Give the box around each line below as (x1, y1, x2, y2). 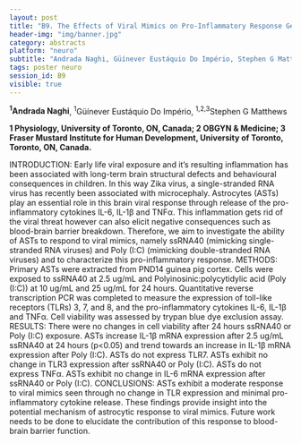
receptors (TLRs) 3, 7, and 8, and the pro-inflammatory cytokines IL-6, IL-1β (9, 302, 287, 313)
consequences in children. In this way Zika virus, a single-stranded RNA (9, 178, 275, 189)
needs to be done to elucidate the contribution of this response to (9, 416, 252, 427)
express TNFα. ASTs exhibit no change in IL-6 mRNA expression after (9, 369, 266, 379)
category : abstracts (9, 38, 87, 47)
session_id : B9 (9, 72, 66, 81)
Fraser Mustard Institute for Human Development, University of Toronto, (9, 132, 284, 143)
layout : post (9, 13, 58, 22)
